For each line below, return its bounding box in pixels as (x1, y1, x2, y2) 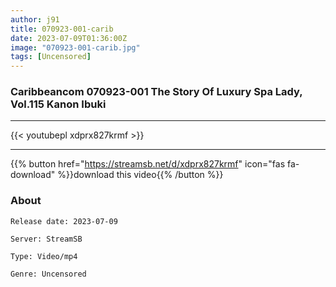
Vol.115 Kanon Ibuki (10, 97, 107, 111)
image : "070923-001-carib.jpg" (10, 42, 141, 53)
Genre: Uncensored (10, 269, 87, 279)
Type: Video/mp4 (10, 251, 78, 261)
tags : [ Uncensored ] (10, 52, 92, 62)
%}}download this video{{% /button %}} (57, 169, 224, 181)
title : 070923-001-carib (10, 24, 114, 34)
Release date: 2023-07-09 (10, 216, 118, 226)
